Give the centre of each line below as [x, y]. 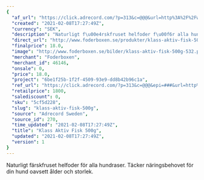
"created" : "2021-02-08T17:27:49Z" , [58, 23]
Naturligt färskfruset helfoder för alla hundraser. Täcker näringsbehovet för [100, 165]
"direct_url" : [29, 40]
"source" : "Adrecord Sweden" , [50, 114]
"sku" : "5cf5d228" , [36, 102]
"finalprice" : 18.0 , [38, 46]
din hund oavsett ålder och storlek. [50, 171]
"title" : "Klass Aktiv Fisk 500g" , [57, 131]
